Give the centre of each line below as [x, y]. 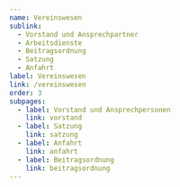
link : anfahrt [52, 151]
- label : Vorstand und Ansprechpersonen [94, 110]
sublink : [26, 26]
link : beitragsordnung [68, 168]
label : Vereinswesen [48, 76]
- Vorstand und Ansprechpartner [78, 34]
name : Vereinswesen [46, 18]
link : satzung [52, 135]
